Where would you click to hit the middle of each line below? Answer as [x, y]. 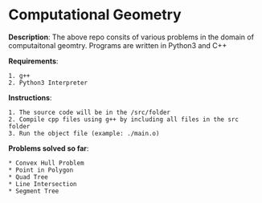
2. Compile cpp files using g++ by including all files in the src [124, 119]
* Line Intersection [43, 184]
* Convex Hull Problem [46, 163]
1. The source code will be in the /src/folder [90, 112]
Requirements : [33, 61]
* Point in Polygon [41, 170]
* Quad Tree [28, 177]
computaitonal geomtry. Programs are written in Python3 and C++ [118, 45]
